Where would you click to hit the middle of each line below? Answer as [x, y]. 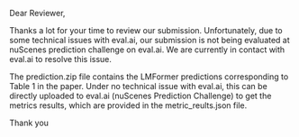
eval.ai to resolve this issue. [61, 59]
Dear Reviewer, [37, 13]
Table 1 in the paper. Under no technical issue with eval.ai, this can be [138, 86]
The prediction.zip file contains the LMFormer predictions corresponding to [149, 77]
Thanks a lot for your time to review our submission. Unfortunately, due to [146, 30]
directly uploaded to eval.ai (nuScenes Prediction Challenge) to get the [140, 96]
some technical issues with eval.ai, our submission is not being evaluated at [149, 40]
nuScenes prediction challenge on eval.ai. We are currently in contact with [147, 50]
